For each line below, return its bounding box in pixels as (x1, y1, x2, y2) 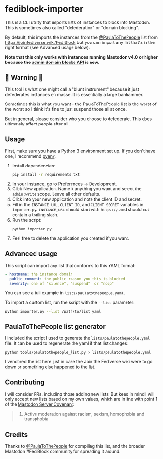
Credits (5, 430, 28, 438)
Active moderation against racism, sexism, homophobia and (24, 411, 145, 417)
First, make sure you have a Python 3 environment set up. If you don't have (5, 148, 156, 154)
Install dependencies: (12, 163, 55, 168)
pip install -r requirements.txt (12, 172, 80, 177)
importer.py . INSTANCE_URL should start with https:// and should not (12, 207, 149, 213)
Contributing (5, 378, 45, 386)
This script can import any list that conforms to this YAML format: (5, 263, 136, 269)
